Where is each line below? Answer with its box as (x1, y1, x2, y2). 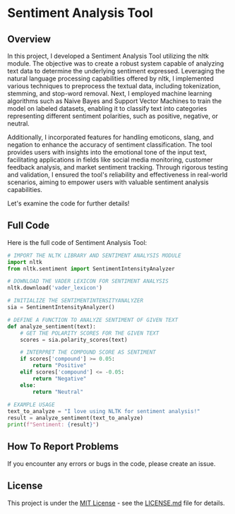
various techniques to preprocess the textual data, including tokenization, (7, 82, 221, 90)
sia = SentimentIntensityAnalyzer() (7, 304, 115, 311)
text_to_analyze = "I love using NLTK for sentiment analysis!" (7, 408, 200, 415)
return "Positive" (32, 362, 87, 369)
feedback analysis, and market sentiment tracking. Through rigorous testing (7, 163, 228, 171)
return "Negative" (32, 375, 87, 382)
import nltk (7, 258, 42, 265)
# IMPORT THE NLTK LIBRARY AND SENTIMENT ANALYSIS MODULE (7, 252, 181, 259)
